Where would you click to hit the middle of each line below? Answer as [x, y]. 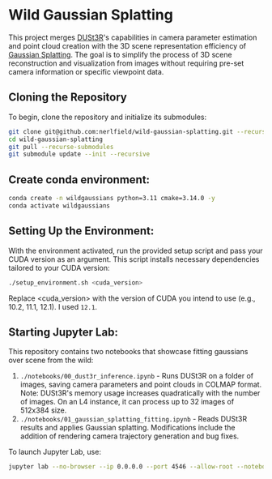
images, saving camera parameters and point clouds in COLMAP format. [141, 385]
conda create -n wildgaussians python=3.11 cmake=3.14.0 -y [112, 199]
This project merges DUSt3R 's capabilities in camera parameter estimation [133, 37]
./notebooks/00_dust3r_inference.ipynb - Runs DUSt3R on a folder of [137, 376]
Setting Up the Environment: [81, 231]
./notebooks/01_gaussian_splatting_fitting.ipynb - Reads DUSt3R [134, 419]
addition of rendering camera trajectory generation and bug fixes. [130, 436]
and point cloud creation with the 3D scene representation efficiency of [127, 45]
